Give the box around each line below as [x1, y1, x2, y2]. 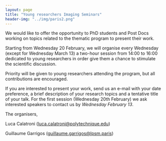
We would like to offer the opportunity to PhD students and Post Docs [5, 30, 149, 36]
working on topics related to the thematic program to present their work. [5, 35, 154, 41]
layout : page [5, 7, 33, 12]
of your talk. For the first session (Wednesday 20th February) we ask [5, 96, 147, 102]
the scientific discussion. [5, 61, 57, 67]
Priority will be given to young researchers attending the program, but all [5, 71, 155, 77]
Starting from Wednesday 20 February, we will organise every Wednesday [5, 45, 159, 51]
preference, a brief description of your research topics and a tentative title [5, 91, 158, 97]
